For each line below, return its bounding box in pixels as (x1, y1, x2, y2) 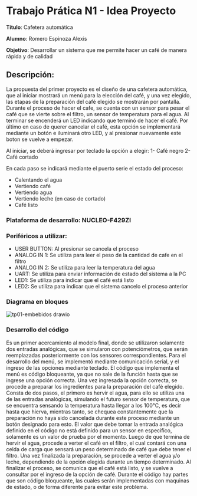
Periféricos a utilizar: (6, 232, 67, 240)
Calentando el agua (14, 176, 63, 183)
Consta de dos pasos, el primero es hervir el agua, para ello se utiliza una (6, 389, 185, 396)
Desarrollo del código (6, 326, 69, 334)
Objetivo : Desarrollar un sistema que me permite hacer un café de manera (6, 46, 187, 54)
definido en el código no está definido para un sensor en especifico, (6, 426, 172, 434)
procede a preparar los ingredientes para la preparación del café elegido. (6, 383, 185, 390)
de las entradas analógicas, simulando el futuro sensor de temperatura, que (6, 395, 191, 402)
